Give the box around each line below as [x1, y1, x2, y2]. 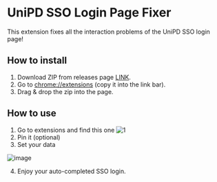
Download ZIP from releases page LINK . [17, 73, 131, 81]
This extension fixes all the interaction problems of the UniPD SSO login [7, 27, 210, 36]
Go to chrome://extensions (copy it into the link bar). [17, 80, 166, 89]
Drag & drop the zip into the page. [17, 87, 114, 95]
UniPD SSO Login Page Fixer [7, 5, 172, 21]
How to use [7, 108, 56, 120]
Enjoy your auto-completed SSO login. [17, 167, 126, 175]
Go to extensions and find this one [17, 126, 115, 134]
